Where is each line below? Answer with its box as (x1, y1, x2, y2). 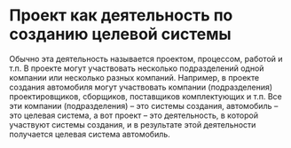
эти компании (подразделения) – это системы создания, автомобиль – (9, 100, 279, 111)
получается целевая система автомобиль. (9, 129, 170, 139)
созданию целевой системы (9, 24, 232, 44)
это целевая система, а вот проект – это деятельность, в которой (9, 110, 259, 121)
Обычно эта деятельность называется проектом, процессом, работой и (9, 53, 283, 64)
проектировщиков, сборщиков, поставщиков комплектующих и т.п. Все (9, 90, 282, 102)
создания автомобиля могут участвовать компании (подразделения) (9, 82, 273, 92)
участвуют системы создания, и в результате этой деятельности (9, 119, 256, 129)
